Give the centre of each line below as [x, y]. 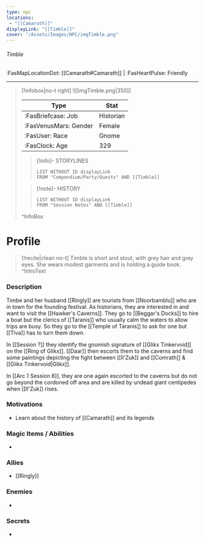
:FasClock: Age [46, 146]
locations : [20, 18]
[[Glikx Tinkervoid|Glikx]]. [38, 364]
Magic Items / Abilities [40, 433]
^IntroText [34, 271]
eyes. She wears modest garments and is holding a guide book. [101, 265]
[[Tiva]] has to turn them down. [45, 333]
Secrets [18, 521]
